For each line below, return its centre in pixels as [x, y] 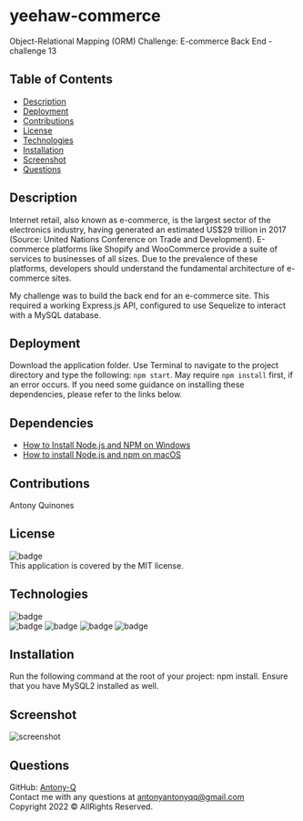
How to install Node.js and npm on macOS [102, 455]
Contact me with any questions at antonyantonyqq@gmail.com [127, 797]
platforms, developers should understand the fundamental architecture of [147, 268]
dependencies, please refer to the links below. [96, 395]
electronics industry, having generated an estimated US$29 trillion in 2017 [148, 230]
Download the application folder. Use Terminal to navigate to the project [144, 365]
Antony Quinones [42, 505]
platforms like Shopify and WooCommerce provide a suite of [164, 249]
